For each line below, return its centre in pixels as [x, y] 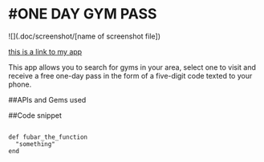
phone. [20, 84]
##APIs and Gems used [47, 99]
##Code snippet [35, 115]
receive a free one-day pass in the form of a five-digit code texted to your [130, 75]
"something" [36, 144]
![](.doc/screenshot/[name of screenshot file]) [84, 36]
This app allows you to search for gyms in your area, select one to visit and [132, 67]
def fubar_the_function [48, 137]
